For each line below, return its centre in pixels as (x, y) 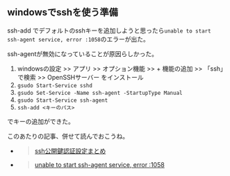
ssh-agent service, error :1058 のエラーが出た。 (78, 39)
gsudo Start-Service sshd (55, 85)
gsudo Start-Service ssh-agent (63, 100)
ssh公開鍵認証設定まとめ (70, 150)
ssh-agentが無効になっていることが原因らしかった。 (83, 53)
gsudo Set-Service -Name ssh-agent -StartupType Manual (100, 93)
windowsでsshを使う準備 (63, 12)
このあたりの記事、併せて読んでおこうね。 (68, 136)
